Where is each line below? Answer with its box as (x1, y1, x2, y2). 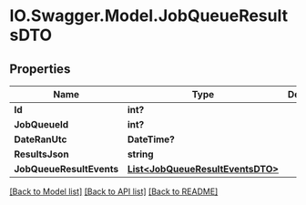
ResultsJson (14, 148, 70, 160)
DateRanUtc (14, 133, 67, 146)
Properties (9, 61, 71, 77)
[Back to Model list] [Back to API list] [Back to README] (9, 186, 219, 197)
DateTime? (127, 133, 176, 146)
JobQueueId (14, 118, 69, 130)
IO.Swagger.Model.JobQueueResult (9, 5, 289, 26)
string (127, 148, 154, 160)
